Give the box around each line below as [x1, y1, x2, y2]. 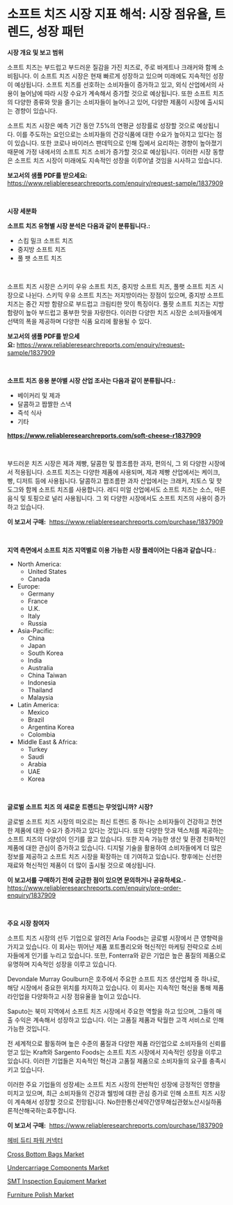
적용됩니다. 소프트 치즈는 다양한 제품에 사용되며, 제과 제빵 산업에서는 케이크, [14, 468, 220, 476]
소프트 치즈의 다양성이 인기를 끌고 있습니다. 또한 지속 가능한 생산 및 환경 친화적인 [7, 835, 226, 843]
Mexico [27, 708, 49, 716]
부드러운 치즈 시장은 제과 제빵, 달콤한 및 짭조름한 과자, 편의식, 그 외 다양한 [7, 459, 207, 467]
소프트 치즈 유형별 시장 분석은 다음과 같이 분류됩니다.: [7, 221, 151, 230]
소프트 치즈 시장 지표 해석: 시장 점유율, [7, 6, 212, 22]
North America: [17, 559, 61, 568]
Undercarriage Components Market [7, 1163, 109, 1172]
